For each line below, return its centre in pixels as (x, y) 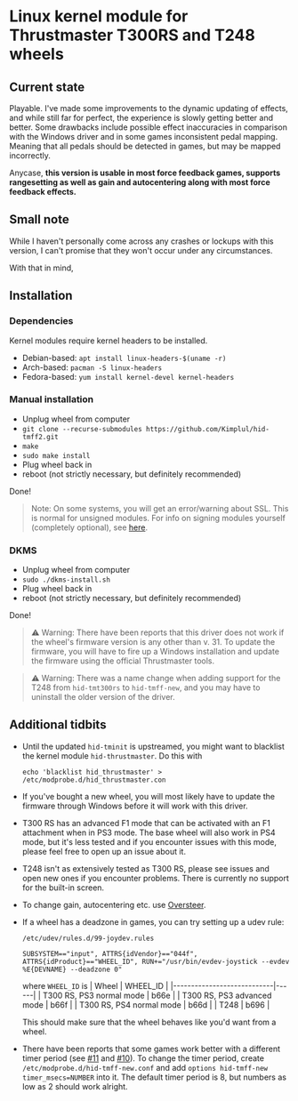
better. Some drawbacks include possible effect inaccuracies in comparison (148, 127)
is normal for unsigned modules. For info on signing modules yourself (158, 518)
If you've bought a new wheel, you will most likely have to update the (149, 796)
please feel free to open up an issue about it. (104, 851)
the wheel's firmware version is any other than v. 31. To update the (153, 642)
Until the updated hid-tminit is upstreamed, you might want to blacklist (153, 746)
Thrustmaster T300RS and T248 (132, 35)
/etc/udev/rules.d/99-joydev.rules (88, 938)
